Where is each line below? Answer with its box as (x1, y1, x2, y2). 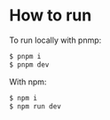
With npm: (9, 76, 47, 87)
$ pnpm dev (9, 60, 50, 69)
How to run (9, 5, 92, 26)
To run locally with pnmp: (9, 35, 102, 45)
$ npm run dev (9, 101, 62, 111)
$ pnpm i (9, 52, 42, 60)
